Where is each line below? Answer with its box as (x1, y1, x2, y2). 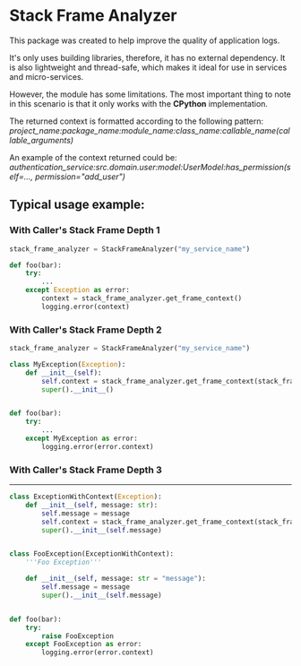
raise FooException (41, 631, 115, 641)
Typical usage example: (9, 197, 145, 212)
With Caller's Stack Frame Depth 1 (9, 224, 160, 237)
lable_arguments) (9, 134, 74, 145)
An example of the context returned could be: (9, 151, 177, 162)
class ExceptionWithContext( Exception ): (9, 492, 163, 502)
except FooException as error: (25, 640, 142, 649)
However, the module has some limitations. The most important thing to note (9, 89, 291, 99)
